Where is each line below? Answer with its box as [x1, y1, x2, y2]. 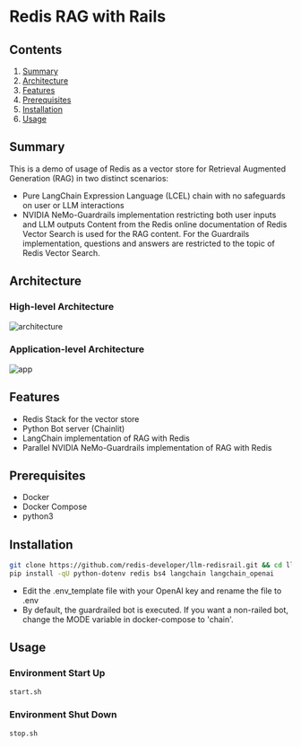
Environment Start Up [9, 667, 106, 680]
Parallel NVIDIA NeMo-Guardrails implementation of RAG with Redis [21, 442, 272, 453]
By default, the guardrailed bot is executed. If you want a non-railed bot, [21, 604, 289, 615]
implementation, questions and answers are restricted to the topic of [21, 238, 276, 249]
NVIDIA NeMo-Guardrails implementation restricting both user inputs [21, 209, 277, 220]
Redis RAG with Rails [9, 6, 167, 27]
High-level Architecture [9, 301, 115, 313]
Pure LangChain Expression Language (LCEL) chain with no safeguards [21, 190, 286, 201]
